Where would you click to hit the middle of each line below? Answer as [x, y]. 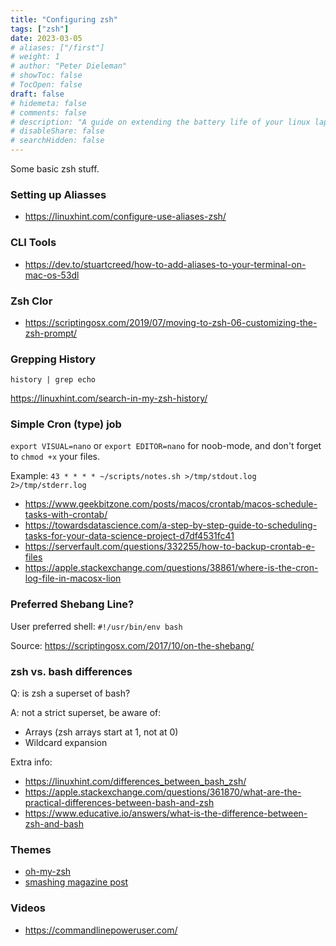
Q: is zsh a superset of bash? [70, 693]
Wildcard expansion [66, 743]
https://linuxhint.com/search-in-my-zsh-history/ [109, 398]
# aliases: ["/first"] [57, 47]
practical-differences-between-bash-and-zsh [119, 803]
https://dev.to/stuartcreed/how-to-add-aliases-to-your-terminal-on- [165, 264]
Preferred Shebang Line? [72, 604]
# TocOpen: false [46, 85]
